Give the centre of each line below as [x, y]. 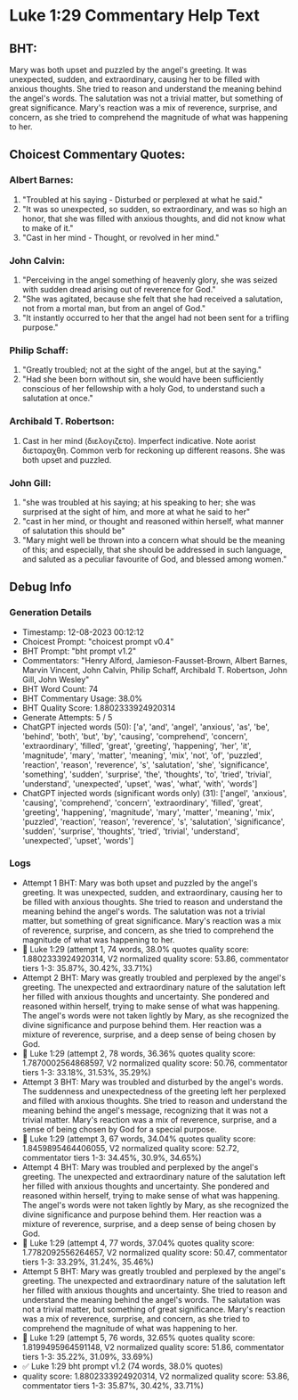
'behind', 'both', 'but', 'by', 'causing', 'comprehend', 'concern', [135, 736]
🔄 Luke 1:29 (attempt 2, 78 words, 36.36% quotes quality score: [139, 1053]
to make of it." [48, 227]
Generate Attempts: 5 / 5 [67, 717]
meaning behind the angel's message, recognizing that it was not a [145, 1110]
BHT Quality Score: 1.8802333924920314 [99, 708]
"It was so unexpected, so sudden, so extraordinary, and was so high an [154, 209]
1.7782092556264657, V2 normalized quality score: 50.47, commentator [154, 1252]
